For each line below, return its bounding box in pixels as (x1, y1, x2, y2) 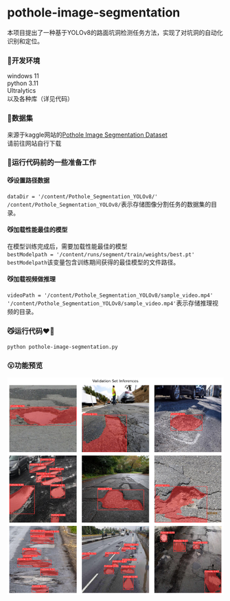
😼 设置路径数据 (7, 177, 50, 185)
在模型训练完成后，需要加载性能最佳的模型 (7, 242, 128, 250)
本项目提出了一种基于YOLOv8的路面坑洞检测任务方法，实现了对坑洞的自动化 (7, 28, 223, 36)
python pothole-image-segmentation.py (7, 343, 118, 351)
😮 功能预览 (7, 361, 43, 370)
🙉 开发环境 (7, 56, 41, 65)
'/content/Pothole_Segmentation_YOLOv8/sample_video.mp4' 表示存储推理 (7, 299, 213, 307)
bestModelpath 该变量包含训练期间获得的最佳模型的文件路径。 (7, 258, 180, 266)
